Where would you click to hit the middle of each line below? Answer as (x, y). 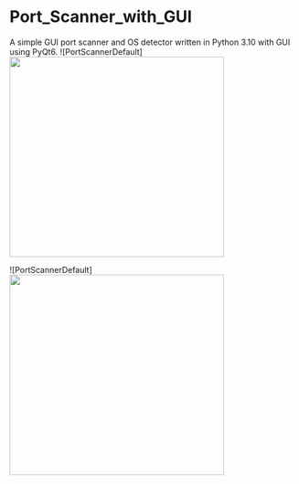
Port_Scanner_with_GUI (101, 17)
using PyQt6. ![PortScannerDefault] (76, 51)
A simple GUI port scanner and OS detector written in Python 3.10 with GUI (150, 42)
